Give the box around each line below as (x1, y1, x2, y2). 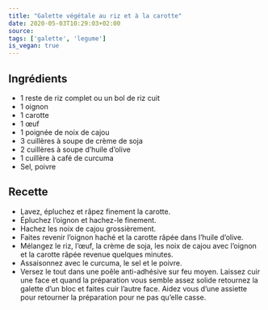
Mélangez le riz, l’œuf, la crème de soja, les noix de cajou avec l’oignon (19, 241, 257, 250)
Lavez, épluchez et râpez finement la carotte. (19, 207, 171, 216)
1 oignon (19, 102, 48, 111)
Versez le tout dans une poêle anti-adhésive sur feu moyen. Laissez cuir (19, 266, 261, 276)
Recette (8, 185, 48, 199)
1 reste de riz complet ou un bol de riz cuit (19, 93, 160, 103)
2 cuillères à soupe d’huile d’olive (19, 145, 131, 154)
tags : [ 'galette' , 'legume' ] (8, 34, 107, 43)
